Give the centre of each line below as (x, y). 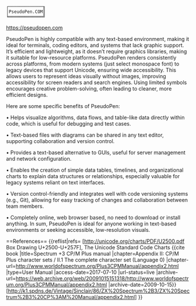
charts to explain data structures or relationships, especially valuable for (93, 176)
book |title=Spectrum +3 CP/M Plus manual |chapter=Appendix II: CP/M (93, 253)
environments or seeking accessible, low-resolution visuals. (78, 230)
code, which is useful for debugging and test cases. (69, 124)
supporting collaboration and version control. (61, 141)
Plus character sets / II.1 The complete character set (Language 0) (85, 260)
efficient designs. (27, 95)
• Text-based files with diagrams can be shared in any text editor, (85, 135)
